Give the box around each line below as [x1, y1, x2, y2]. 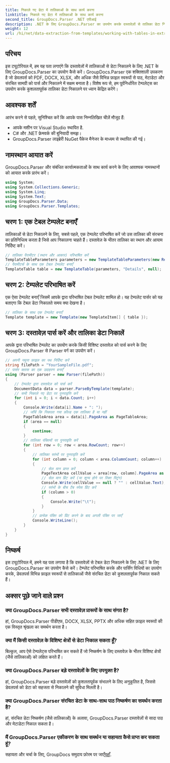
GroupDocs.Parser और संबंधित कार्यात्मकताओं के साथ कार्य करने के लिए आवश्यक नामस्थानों [5, 164, 160, 170]
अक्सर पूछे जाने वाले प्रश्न [5, 591, 63, 600]
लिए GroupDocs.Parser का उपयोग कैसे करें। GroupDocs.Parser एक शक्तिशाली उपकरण [5, 69, 163, 75]
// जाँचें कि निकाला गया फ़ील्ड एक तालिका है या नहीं [23, 410, 107, 415]
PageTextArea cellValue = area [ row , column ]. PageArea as [41, 471, 164, 476]
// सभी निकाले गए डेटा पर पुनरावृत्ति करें [14, 391, 78, 396]
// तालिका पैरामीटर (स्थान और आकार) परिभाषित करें [5, 253, 89, 258]
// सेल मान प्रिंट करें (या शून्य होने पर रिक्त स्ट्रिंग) [41, 475, 123, 481]
